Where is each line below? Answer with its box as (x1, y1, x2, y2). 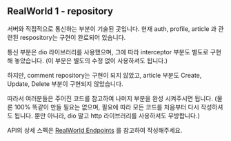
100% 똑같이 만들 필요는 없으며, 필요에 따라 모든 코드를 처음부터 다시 (14, 102, 200, 111)
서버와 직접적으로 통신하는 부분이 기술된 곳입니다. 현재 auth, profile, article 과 (7, 24, 217, 33)
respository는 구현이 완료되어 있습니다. (19, 33, 126, 41)
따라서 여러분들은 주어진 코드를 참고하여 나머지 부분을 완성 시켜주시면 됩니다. (7, 94, 214, 102)
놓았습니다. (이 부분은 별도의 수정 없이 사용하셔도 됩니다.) (14, 56, 168, 65)
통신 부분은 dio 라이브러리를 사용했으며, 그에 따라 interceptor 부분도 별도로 (7, 47, 209, 56)
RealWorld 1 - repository (7, 6, 114, 17)
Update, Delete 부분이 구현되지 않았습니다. (7, 79, 123, 88)
